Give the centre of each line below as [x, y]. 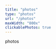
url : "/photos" [20, 18]
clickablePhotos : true [28, 28]
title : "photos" [21, 9]
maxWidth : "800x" [23, 23]
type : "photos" [20, 14]
